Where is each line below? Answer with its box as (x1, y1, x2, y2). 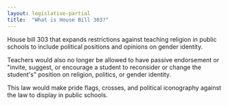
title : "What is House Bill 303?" (7, 16, 109, 23)
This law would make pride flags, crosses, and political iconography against (7, 83, 222, 92)
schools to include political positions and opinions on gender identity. (7, 42, 203, 51)
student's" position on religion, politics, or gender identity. (7, 70, 172, 79)
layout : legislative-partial (7, 10, 91, 17)
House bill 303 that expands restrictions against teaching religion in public (7, 35, 218, 43)
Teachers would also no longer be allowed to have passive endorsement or (7, 55, 220, 64)
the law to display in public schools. (7, 90, 109, 99)
